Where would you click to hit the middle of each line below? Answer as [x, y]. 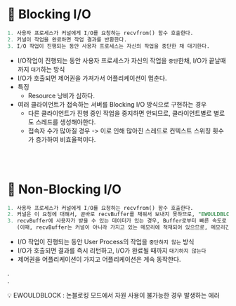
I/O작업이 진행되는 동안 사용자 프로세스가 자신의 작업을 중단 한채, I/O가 [112, 60]
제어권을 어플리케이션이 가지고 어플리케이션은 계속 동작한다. [99, 259]
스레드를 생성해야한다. [66, 121]
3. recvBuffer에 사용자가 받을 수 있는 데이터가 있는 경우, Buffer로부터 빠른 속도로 [117, 221]
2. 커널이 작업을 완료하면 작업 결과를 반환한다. [67, 39]
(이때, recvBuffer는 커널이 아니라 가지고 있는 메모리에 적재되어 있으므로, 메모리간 [123, 227]
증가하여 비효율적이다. [66, 139]
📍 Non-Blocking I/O [64, 189]
